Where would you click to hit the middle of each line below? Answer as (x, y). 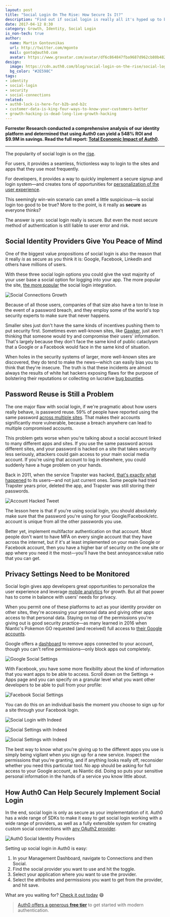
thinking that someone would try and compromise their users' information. (83, 336)
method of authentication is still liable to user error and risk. (67, 225)
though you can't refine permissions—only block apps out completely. (78, 649)
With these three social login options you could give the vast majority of (80, 274)
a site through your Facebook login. (42, 710)
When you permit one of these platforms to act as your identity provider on (83, 607)
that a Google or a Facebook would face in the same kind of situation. (78, 347)
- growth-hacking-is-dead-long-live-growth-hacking (61, 114)
